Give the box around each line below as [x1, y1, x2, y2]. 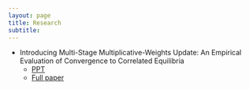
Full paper [31, 73, 65, 83]
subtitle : [8, 26, 41, 34]
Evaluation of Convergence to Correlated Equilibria [19, 56, 185, 66]
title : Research [8, 19, 61, 27]
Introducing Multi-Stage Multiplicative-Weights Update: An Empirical [19, 48, 242, 58]
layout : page [8, 11, 51, 20]
